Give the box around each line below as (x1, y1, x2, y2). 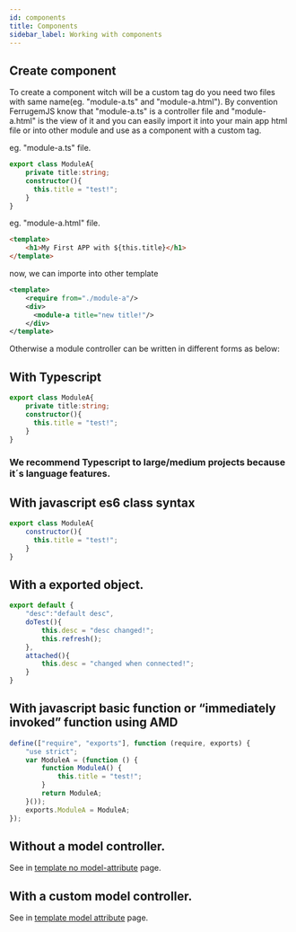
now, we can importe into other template (9, 268, 159, 279)
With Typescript (9, 369, 101, 384)
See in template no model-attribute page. (9, 863, 161, 874)
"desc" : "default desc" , (25, 610, 115, 619)
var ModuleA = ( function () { (25, 755, 139, 764)
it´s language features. (9, 468, 110, 480)
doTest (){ (25, 618, 63, 627)
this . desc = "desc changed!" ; (41, 626, 154, 635)
